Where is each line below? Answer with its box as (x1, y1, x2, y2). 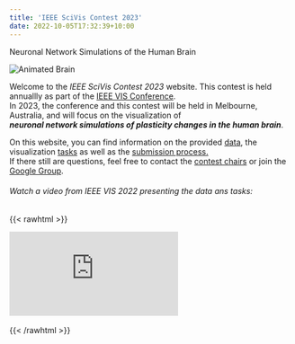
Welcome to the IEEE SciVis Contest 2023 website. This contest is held (9, 81, 273, 92)
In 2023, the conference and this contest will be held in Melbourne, (9, 100, 258, 110)
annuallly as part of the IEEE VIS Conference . (9, 91, 176, 101)
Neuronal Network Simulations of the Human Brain (9, 46, 196, 57)
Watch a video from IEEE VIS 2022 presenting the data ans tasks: (9, 186, 254, 197)
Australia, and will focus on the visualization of (9, 110, 182, 120)
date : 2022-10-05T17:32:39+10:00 (9, 22, 135, 31)
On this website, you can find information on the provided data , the (9, 137, 258, 147)
